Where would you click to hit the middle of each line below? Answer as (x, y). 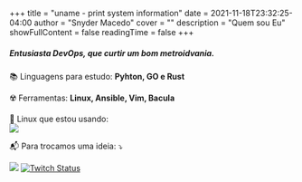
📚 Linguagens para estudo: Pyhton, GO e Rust (97, 76)
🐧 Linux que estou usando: (59, 119)
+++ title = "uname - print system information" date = (109, 13)
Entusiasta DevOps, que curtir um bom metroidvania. (112, 53)
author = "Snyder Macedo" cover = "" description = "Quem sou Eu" (160, 23)
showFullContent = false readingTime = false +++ (102, 32)
